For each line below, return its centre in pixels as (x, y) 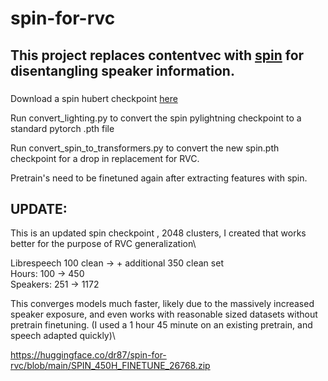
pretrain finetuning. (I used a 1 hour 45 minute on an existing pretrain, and (161, 325)
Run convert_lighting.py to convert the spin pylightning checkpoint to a (156, 118)
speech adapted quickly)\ (63, 336)
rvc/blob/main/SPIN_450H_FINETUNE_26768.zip (110, 366)
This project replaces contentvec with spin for (157, 55)
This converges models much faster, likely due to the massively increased (162, 304)
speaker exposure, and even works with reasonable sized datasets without (164, 314)
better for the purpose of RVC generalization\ (103, 244)
